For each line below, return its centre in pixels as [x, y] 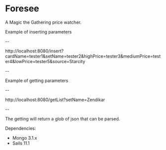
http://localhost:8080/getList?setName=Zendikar [55, 100]
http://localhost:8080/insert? [34, 51]
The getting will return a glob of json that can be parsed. [63, 118]
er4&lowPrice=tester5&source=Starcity [45, 61]
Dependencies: [21, 128]
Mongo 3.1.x [25, 138]
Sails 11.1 [21, 143]
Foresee [22, 9]
